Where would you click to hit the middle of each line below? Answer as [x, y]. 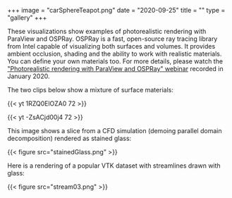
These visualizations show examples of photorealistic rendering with [107, 31]
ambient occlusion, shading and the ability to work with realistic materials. [115, 54]
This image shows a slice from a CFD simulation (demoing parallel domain [115, 131]
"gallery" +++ [27, 18]
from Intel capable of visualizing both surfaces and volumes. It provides [111, 46]
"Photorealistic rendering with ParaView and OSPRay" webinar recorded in [115, 69]
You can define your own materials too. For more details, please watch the [115, 61]
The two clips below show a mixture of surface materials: [91, 90]
